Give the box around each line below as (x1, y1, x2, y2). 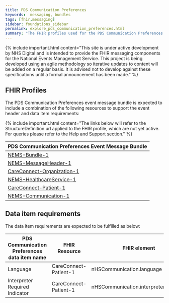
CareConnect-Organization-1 (8, 168, 79, 175)
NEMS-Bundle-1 (8, 151, 49, 158)
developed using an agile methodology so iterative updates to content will (5, 61, 158, 67)
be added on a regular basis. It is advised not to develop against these (5, 66, 151, 72)
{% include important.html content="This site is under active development (5, 45, 159, 50)
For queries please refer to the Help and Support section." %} (5, 131, 133, 137)
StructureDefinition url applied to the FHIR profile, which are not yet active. (5, 125, 160, 131)
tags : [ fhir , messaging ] (5, 17, 55, 22)
